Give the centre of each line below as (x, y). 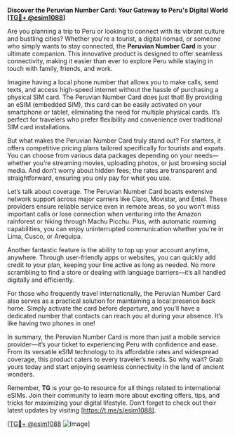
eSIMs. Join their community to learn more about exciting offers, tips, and (114, 395)
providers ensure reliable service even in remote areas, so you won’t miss (114, 206)
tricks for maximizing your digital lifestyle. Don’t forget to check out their (112, 403)
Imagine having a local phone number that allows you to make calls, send (113, 82)
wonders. (21, 374)
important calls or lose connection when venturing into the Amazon (105, 214)
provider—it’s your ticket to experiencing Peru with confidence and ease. (113, 344)
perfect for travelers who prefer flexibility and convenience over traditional (115, 119)
